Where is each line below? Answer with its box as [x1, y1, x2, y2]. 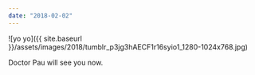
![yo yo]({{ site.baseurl [8, 34, 82, 43]
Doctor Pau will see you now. [8, 57, 104, 67]
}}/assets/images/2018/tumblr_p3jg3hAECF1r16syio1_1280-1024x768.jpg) [8, 41, 249, 52]
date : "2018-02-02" [8, 11, 73, 20]
